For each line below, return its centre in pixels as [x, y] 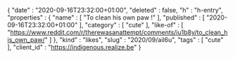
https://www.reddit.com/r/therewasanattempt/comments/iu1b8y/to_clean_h [119, 32]
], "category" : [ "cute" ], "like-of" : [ [132, 25]
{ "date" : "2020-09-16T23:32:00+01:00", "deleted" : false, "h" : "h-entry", [115, 10]
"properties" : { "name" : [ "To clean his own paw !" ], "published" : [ [106, 17]
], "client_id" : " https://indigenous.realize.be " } [74, 47]
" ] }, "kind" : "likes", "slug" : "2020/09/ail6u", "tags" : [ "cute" [134, 40]
